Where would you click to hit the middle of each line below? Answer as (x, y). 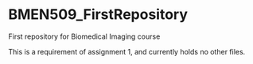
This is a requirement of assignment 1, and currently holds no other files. (127, 51)
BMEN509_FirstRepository (98, 15)
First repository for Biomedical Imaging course (84, 36)
